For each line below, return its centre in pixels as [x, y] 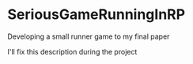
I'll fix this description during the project [72, 51]
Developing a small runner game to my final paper [89, 36]
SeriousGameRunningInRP [96, 15]
